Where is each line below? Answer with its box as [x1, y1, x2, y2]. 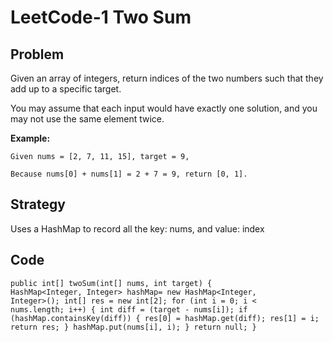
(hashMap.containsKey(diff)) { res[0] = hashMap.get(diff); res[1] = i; [10, 313, 320, 323]
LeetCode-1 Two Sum [10, 6, 192, 29]
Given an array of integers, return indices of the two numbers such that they [10, 72, 324, 84]
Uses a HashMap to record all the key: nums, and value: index [10, 222, 265, 235]
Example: [10, 132, 51, 144]
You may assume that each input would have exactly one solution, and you [10, 102, 318, 114]
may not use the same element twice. [10, 113, 165, 125]
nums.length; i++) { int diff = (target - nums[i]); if [10, 304, 248, 315]
